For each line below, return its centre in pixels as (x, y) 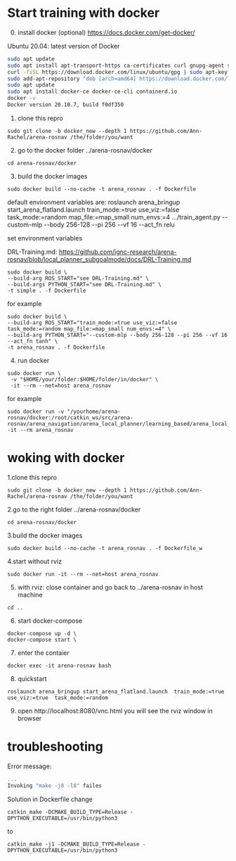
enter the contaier (43, 653)
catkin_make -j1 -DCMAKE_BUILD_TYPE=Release (73, 844)
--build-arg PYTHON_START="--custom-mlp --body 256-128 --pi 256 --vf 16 (118, 335)
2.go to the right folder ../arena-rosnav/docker (74, 509)
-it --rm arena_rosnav (40, 430)
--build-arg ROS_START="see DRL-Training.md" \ (78, 278)
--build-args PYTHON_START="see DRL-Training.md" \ (84, 284)
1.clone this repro (32, 477)
